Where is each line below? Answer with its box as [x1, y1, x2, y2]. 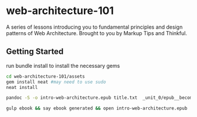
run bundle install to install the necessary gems [6, 62, 120, 69]
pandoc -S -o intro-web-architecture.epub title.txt [6, 95, 138, 101]
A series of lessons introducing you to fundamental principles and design [6, 23, 183, 30]
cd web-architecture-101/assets [6, 73, 85, 80]
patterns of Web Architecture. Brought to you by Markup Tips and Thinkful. [6, 29, 188, 36]
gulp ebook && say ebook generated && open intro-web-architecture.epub [6, 105, 188, 112]
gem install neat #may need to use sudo [6, 79, 107, 85]
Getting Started [6, 47, 64, 57]
